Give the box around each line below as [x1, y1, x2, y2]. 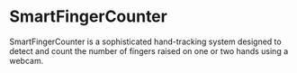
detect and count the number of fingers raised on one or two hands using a [9, 45, 289, 56]
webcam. [9, 55, 44, 66]
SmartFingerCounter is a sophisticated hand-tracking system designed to [9, 36, 282, 47]
